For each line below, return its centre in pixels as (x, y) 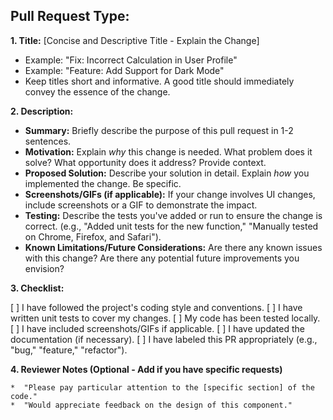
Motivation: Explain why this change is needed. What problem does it (168, 151)
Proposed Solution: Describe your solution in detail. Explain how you (167, 173)
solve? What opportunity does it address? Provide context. (145, 162)
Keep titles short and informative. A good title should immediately (159, 81)
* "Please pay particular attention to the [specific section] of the (162, 387)
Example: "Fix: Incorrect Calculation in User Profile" (131, 60)
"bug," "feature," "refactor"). (69, 350)
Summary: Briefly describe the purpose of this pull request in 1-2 (159, 130)
